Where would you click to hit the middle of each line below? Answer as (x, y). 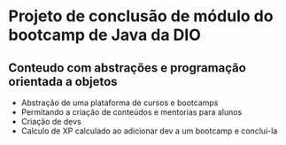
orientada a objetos (63, 81)
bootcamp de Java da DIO (104, 35)
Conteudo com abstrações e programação (128, 68)
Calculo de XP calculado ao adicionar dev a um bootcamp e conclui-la (149, 131)
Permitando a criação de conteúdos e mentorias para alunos (131, 112)
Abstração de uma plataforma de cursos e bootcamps (120, 103)
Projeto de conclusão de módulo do (141, 16)
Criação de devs (51, 122)
